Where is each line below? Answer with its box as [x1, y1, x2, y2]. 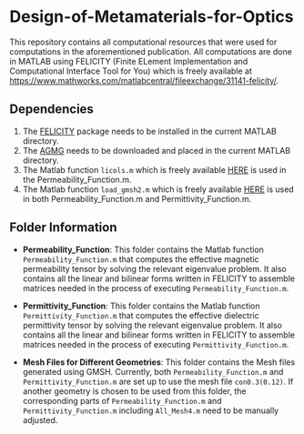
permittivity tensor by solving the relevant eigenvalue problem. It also [22, 319, 282, 330]
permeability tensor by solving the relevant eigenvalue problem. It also [22, 263, 287, 274]
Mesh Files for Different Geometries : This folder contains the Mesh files [22, 357, 296, 368]
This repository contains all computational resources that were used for [9, 36, 278, 47]
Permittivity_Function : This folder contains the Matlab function [22, 300, 260, 311]
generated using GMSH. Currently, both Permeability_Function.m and [22, 366, 284, 377]
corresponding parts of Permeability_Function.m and [22, 395, 222, 406]
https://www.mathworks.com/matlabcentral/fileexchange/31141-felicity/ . [9, 75, 279, 86]
